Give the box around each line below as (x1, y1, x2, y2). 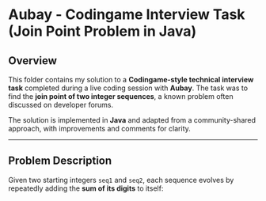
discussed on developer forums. (8, 100, 114, 109)
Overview (8, 54, 58, 67)
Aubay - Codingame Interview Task (8, 6, 245, 24)
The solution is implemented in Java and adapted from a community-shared (8, 116, 256, 124)
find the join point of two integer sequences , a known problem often (8, 92, 234, 100)
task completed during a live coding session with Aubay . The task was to (8, 83, 248, 93)
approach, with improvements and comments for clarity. (8, 124, 192, 133)
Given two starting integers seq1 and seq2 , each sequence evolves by (8, 175, 234, 184)
